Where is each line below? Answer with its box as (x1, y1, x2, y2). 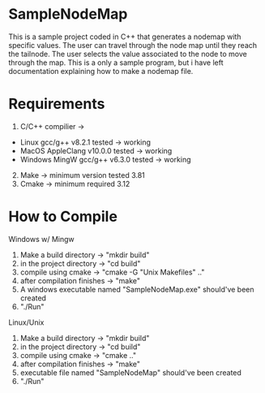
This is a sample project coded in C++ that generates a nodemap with (8, 32, 241, 41)
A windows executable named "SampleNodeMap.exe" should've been (19, 284, 254, 294)
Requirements (8, 95, 105, 114)
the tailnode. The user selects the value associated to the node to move (8, 49, 247, 58)
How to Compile (8, 208, 118, 226)
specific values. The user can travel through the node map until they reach (8, 40, 258, 50)
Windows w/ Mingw (8, 234, 75, 244)
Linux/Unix (8, 317, 45, 327)
